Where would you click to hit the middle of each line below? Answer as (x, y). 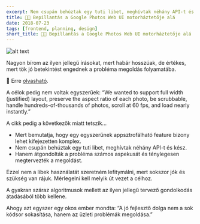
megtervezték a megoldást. (49, 160)
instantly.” (19, 112)
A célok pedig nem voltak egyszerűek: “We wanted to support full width (95, 92)
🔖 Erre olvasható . (28, 81)
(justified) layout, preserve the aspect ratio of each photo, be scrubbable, (97, 99)
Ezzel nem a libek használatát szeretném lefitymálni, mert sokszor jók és (96, 172)
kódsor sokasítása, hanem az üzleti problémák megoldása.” (79, 214)
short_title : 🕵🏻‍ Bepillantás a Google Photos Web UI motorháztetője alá (99, 34)
